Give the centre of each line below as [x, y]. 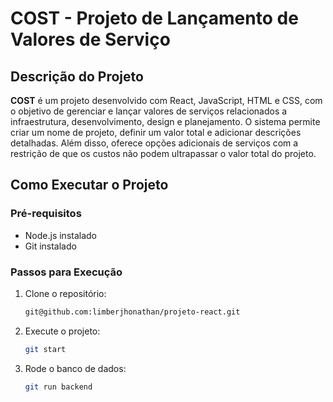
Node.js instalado [61, 235]
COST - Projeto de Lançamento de [154, 18]
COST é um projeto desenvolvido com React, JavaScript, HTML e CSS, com [166, 100]
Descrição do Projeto [77, 76]
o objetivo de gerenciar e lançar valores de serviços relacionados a [149, 111]
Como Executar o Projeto [89, 185]
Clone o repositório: [65, 293]
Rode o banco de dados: [75, 368]
